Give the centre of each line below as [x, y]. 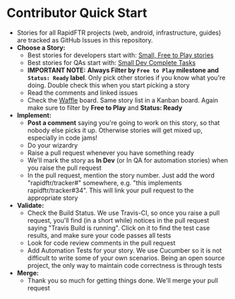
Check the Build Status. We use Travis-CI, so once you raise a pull [123, 213]
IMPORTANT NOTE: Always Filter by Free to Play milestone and [123, 70]
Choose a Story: [41, 47]
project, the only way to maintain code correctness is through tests [125, 265]
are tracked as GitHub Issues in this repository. [85, 40]
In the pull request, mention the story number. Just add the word [121, 175]
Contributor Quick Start [77, 13]
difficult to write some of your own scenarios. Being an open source [126, 258]
